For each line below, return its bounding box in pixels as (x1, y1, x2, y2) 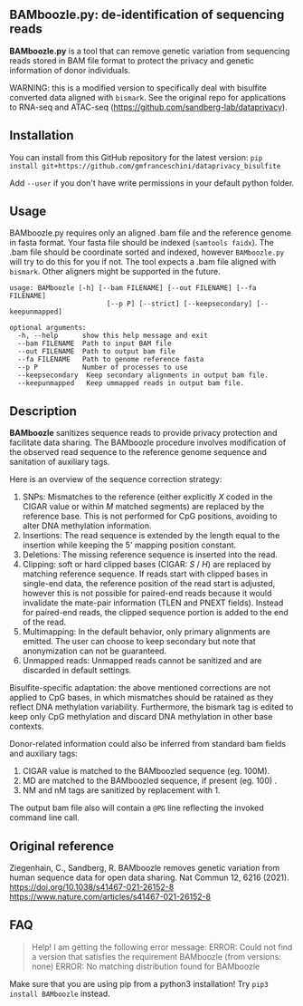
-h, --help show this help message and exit (17, 331, 208, 341)
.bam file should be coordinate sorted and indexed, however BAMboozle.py (9, 247, 285, 257)
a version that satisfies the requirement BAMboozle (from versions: (31, 951, 282, 962)
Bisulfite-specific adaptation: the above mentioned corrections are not (9, 682, 271, 693)
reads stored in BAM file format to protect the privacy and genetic (9, 54, 255, 66)
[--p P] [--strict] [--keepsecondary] (106, 299, 253, 309)
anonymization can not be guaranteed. (22, 645, 167, 656)
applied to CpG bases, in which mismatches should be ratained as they (9, 692, 274, 703)
